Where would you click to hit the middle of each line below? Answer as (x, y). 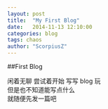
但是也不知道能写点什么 (41, 90)
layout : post (26, 14)
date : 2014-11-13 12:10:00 (50, 27)
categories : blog (33, 33)
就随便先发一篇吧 (32, 98)
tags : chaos (25, 40)
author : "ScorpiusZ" (38, 46)
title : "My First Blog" (43, 20)
